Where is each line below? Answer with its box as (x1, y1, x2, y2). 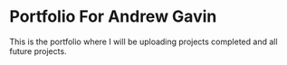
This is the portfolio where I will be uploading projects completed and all (9, 36, 278, 47)
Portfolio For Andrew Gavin (9, 6, 217, 27)
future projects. (9, 45, 67, 56)
